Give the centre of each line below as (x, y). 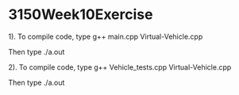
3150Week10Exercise (81, 15)
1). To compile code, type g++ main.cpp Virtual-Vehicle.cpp (106, 36)
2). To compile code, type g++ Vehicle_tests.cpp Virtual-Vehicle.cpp (120, 67)
